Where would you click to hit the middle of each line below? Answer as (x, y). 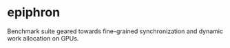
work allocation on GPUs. (43, 38)
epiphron (34, 13)
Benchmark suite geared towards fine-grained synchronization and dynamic (115, 31)
